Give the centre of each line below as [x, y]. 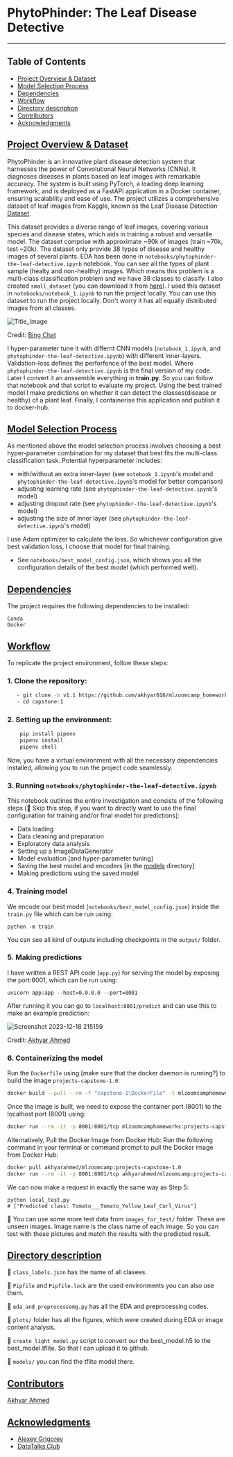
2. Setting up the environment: [60, 719]
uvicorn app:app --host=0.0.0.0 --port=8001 [72, 993]
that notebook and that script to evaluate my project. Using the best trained [114, 385]
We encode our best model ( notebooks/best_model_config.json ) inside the [113, 906]
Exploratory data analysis [53, 844]
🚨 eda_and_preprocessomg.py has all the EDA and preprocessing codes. [108, 1307]
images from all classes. [42, 308]
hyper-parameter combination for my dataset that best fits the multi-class [112, 453]
